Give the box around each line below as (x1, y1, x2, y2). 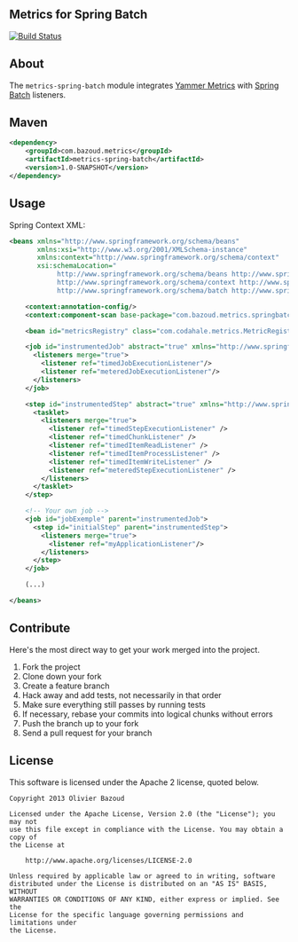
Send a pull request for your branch (21, 727, 153, 738)
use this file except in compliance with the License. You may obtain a (9, 825, 284, 834)
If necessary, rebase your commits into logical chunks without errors (21, 709, 273, 719)
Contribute (9, 621, 71, 636)
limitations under (9, 918, 77, 927)
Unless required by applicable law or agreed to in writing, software (9, 871, 276, 881)
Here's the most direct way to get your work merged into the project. (9, 644, 260, 655)
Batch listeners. (9, 89, 67, 100)
